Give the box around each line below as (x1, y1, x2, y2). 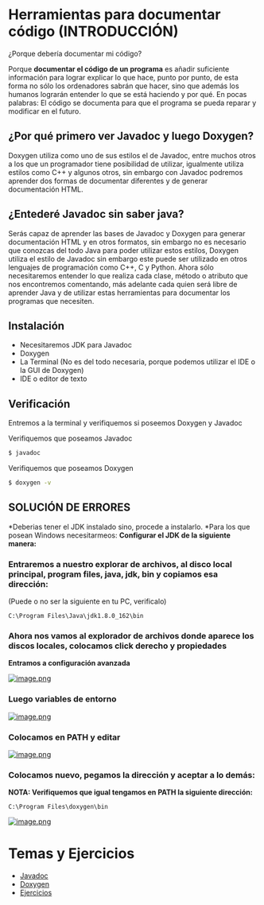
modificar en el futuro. (8, 106, 82, 116)
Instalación (8, 319, 65, 332)
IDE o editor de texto (19, 374, 87, 383)
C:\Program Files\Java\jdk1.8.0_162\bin (8, 612, 145, 620)
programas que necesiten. (8, 296, 95, 305)
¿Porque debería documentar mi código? (8, 49, 142, 58)
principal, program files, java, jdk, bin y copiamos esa (8, 569, 219, 580)
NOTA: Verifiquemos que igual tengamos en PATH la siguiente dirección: (8, 787, 253, 797)
